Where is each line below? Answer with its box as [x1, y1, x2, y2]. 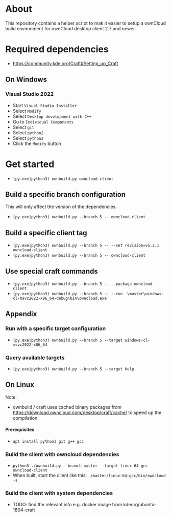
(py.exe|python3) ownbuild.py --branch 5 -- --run [12, 291, 123, 296]
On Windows [5, 75, 47, 84]
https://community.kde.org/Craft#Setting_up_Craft [12, 60, 118, 67]
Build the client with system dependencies [5, 490, 113, 497]
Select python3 [12, 135, 44, 141]
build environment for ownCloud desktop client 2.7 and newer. [5, 25, 136, 31]
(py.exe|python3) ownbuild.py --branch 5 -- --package [12, 281, 132, 286]
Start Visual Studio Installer [12, 102, 77, 108]
